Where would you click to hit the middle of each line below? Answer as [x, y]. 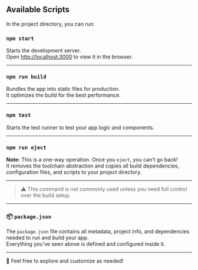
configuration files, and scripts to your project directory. [74, 172]
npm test [19, 115]
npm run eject [26, 147]
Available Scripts [38, 10]
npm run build [26, 77]
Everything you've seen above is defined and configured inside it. [86, 244]
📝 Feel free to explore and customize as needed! [65, 261]
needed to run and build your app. [47, 238]
